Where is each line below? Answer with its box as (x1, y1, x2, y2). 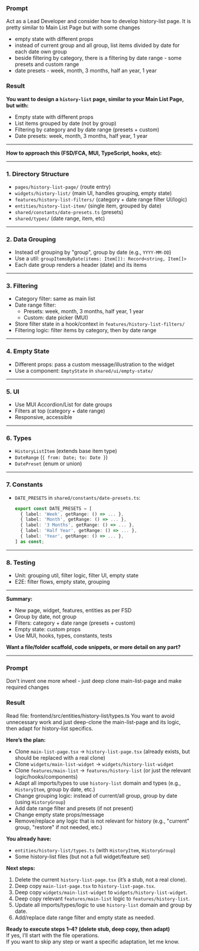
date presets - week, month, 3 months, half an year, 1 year (14, 67, 157, 74)
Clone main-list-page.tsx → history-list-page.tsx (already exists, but (14, 748, 191, 755)
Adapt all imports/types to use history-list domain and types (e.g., (14, 779, 181, 786)
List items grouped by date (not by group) (14, 119, 117, 127)
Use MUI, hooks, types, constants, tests (14, 632, 113, 640)
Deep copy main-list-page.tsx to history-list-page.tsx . (14, 882, 156, 889)
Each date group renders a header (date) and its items (14, 262, 147, 269)
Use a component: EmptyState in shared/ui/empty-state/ (14, 367, 154, 374)
